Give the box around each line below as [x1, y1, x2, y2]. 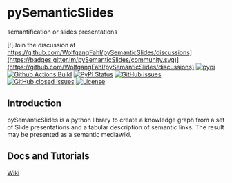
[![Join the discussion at [7, 41, 76, 49]
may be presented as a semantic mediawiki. [7, 130, 133, 138]
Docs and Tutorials [7, 150, 90, 162]
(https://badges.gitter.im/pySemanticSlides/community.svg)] [7, 55, 180, 63]
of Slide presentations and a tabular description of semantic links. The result [7, 122, 224, 131]
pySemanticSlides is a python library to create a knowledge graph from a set [7, 116, 225, 124]
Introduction [7, 98, 62, 109]
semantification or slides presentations [7, 28, 118, 36]
